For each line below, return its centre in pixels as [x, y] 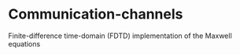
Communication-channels [96, 14]
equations [24, 43]
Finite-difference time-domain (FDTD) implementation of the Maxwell [120, 36]
